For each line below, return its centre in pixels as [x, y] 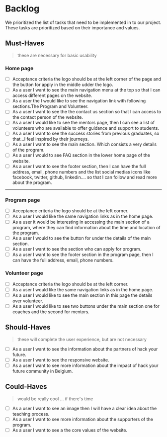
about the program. [32, 182]
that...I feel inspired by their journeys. [50, 139]
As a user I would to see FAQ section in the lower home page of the [81, 155]
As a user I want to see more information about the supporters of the [83, 419]
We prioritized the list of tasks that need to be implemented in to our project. [83, 22]
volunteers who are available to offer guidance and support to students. [85, 128]
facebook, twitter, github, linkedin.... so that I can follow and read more [85, 177]
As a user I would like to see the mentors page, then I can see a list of [83, 123]
